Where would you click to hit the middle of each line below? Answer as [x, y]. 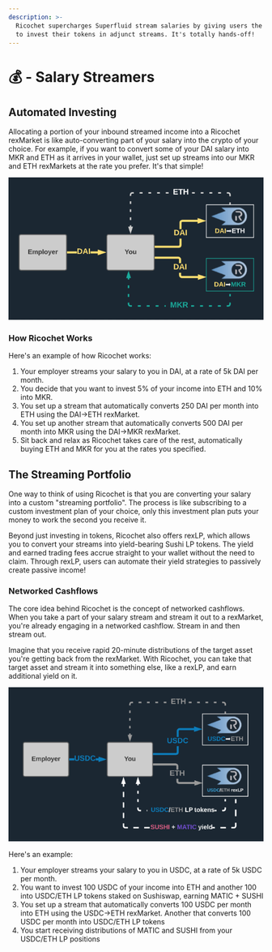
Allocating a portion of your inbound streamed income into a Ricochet [124, 132]
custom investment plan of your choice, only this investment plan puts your [134, 511]
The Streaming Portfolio [70, 474]
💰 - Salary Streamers [82, 77]
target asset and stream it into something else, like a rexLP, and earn [123, 667]
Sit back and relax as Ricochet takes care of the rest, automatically [131, 440]
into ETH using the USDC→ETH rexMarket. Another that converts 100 [135, 913]
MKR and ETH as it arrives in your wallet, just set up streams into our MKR [132, 157]
